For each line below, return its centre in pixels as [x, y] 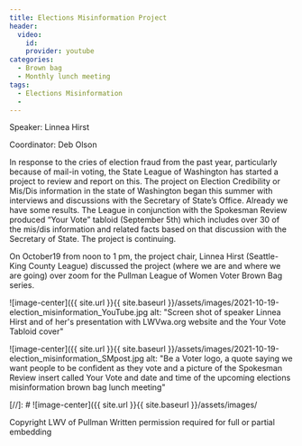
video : [30, 34]
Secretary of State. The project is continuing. [93, 239]
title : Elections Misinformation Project [88, 18]
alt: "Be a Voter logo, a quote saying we [219, 358]
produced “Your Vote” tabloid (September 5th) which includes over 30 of [145, 220]
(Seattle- [262, 256]
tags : [19, 85]
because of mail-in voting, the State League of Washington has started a [144, 172]
